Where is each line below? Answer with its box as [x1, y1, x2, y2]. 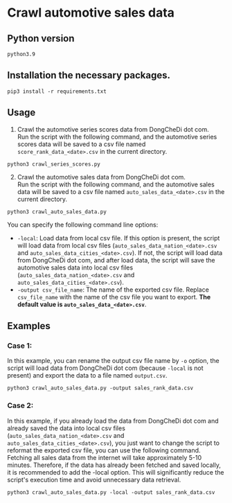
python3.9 [7, 51, 36, 58]
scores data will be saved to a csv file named [17, 140, 146, 148]
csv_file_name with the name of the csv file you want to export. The [17, 292, 211, 301]
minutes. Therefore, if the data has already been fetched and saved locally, [7, 461, 222, 469]
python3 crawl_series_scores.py [7, 161, 100, 168]
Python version [7, 33, 75, 44]
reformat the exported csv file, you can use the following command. [7, 445, 201, 455]
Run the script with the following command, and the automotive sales [17, 180, 215, 188]
